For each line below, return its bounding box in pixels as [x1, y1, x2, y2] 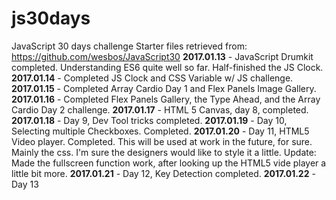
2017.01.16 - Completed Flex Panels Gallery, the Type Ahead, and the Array [11, 93, 321, 105]
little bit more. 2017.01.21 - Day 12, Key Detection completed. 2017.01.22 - [11, 167, 316, 179]
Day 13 [11, 178, 39, 190]
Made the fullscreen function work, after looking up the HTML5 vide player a [11, 157, 327, 169]
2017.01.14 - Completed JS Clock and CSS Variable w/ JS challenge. [11, 72, 294, 84]
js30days [11, 7, 91, 30]
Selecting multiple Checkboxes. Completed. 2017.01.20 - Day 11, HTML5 [11, 125, 310, 137]
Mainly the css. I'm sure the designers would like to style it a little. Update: [11, 146, 317, 158]
